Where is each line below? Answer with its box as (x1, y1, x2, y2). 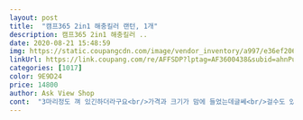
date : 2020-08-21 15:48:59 (9, 38, 111, 48)
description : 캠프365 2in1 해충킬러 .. (9, 30, 148, 39)
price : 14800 (9, 80, 59, 89)
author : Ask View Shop (9, 88, 95, 97)
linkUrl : (9, 55, 42, 64)
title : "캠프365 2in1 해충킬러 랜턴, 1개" (9, 22, 159, 31)
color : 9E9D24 (9, 72, 63, 81)
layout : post (9, 13, 59, 23)
